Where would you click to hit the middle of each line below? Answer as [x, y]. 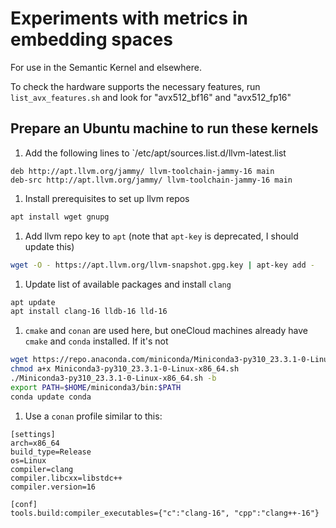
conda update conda [51, 397]
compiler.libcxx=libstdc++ [66, 478]
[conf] [24, 504]
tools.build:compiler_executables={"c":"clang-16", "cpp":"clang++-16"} [165, 513]
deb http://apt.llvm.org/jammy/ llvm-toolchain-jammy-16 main [142, 171]
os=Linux [28, 460]
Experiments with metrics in [129, 18]
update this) [49, 246]
